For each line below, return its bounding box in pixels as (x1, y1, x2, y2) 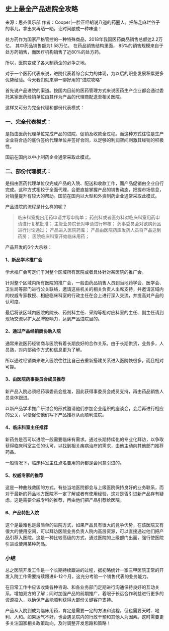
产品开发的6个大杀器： (5, 244, 52, 250)
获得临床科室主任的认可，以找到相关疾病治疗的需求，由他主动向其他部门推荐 (5, 443, 164, 449)
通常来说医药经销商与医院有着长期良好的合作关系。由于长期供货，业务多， (5, 340, 159, 346)
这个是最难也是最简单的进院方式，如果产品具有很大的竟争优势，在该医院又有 (5, 522, 164, 528)
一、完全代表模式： (5, 118, 52, 125)
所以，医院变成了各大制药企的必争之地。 (5, 60, 89, 66)
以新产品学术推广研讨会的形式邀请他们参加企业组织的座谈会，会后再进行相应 (5, 406, 164, 412)
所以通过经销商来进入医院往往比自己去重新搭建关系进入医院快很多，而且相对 (5, 357, 164, 363)
